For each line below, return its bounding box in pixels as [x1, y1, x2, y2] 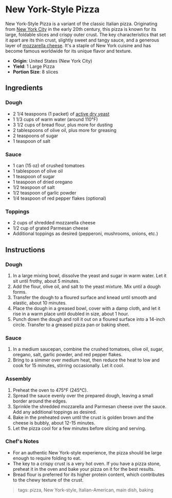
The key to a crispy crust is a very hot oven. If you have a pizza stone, [12, 461, 161, 467]
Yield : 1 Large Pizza [12, 63, 55, 69]
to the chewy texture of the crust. [12, 476, 84, 483]
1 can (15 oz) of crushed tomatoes [12, 162, 85, 168]
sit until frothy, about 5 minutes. [12, 278, 80, 284]
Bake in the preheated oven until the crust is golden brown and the [12, 414, 154, 420]
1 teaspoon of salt [12, 138, 50, 144]
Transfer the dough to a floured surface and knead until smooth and [12, 294, 157, 300]
